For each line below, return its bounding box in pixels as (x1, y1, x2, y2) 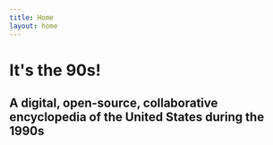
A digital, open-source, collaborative (9, 96, 218, 111)
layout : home (9, 21, 58, 30)
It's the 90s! (9, 60, 101, 81)
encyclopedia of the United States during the (9, 109, 265, 125)
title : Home (9, 13, 54, 22)
